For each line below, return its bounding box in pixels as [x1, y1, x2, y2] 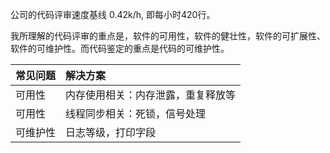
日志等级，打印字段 [65, 126, 157, 139]
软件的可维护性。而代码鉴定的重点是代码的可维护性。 [10, 43, 230, 54]
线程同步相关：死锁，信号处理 [65, 107, 207, 120]
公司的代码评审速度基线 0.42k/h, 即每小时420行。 [10, 9, 216, 20]
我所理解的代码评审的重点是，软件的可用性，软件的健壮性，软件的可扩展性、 [10, 30, 326, 42]
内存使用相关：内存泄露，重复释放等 [65, 88, 237, 102]
